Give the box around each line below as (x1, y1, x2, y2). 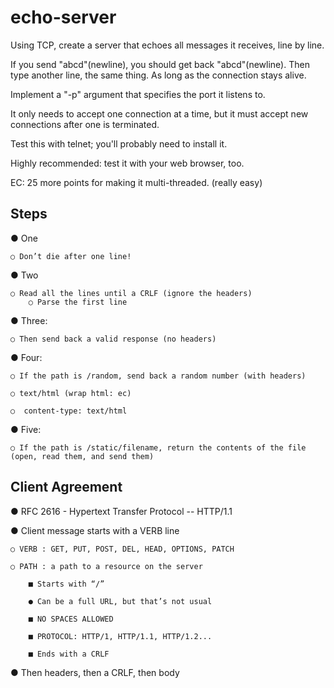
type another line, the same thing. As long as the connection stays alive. (10, 69, 307, 81)
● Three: (10, 314, 48, 326)
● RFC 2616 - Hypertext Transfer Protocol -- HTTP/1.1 (10, 505, 233, 517)
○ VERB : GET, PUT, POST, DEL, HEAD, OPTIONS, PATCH (10, 544, 235, 554)
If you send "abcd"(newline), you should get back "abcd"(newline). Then (10, 58, 310, 70)
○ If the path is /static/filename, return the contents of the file (10, 442, 307, 453)
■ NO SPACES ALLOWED (28, 614, 114, 624)
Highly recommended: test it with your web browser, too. (10, 157, 245, 169)
